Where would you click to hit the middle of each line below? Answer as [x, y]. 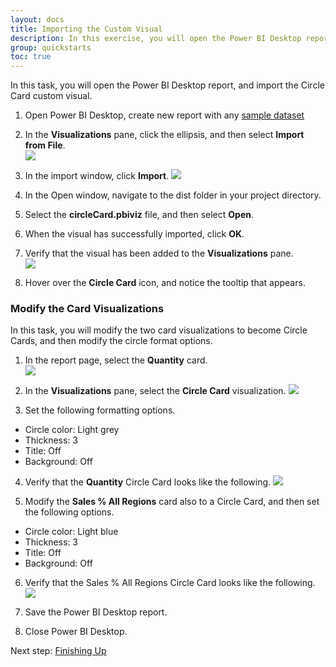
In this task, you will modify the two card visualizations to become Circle [159, 330]
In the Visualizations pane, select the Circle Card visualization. [155, 391]
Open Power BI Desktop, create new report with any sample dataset [164, 115]
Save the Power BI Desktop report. [96, 612]
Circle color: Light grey [72, 430]
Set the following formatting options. [100, 410]
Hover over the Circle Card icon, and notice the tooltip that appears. [165, 283]
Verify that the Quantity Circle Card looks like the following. [148, 482]
